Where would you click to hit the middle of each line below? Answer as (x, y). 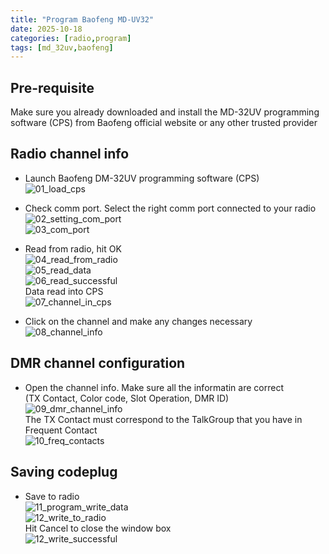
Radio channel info (70, 154)
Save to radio (52, 496)
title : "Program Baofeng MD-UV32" (82, 19)
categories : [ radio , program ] (71, 38)
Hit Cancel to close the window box (98, 528)
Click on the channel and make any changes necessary (138, 321)
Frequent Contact (61, 430)
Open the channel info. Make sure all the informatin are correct (154, 387)
